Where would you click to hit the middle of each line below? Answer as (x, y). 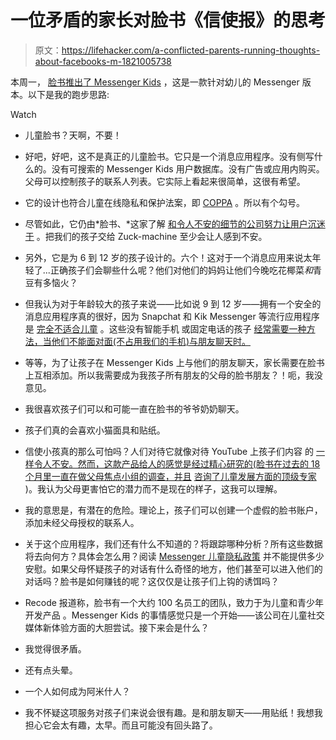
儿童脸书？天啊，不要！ (73, 135)
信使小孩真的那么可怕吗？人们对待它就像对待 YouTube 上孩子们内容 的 (169, 451)
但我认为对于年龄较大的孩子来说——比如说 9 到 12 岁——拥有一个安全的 (173, 303)
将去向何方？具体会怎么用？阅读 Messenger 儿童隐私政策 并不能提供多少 (174, 556)
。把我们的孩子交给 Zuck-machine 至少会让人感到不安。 (152, 236)
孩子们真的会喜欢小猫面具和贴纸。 (95, 430)
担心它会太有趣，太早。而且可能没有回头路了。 (121, 725)
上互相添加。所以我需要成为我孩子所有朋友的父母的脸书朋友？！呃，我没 (173, 375)
